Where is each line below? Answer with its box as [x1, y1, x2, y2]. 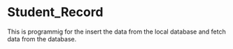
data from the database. [7, 34, 77, 43]
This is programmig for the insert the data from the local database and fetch [7, 27, 226, 36]
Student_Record [7, 4, 104, 20]
